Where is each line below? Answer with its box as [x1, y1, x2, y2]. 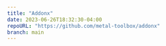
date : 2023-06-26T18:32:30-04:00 [7, 16, 102, 23]
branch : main [7, 28, 44, 36]
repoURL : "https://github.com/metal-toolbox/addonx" [7, 22, 161, 29]
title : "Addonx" [7, 9, 53, 17]
